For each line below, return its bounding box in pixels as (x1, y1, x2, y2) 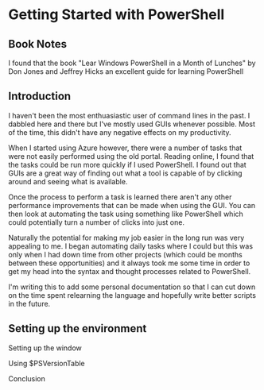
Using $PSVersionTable (8, 358, 85, 368)
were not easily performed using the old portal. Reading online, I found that (8, 151, 254, 160)
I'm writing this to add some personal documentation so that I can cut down (8, 282, 256, 292)
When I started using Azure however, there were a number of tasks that (8, 143, 243, 153)
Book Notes (8, 37, 68, 51)
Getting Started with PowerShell (8, 6, 225, 24)
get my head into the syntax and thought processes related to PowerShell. (8, 266, 251, 276)
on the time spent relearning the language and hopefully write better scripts (8, 290, 257, 299)
